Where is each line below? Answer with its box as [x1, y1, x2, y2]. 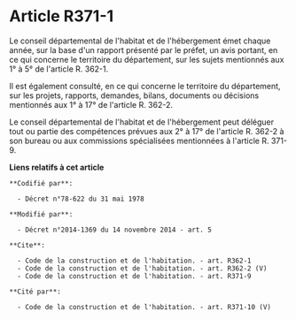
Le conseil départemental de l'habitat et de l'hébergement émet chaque [9, 35, 271, 46]
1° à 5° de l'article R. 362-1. [9, 64, 109, 74]
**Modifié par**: [9, 209, 74, 218]
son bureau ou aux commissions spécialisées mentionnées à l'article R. [9, 135, 269, 146]
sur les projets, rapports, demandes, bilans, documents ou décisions [9, 90, 260, 101]
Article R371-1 [9, 6, 114, 27]
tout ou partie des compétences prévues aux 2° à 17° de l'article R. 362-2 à [9, 125, 284, 136]
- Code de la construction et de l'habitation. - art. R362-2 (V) [17, 263, 268, 273]
